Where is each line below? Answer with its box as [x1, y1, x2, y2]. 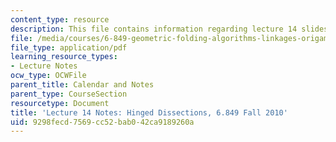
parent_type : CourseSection [10, 89, 128, 99]
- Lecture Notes [10, 61, 78, 71]
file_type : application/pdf [10, 42, 128, 53]
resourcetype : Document [10, 98, 110, 108]
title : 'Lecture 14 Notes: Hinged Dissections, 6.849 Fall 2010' [10, 107, 288, 118]
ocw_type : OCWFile [10, 71, 87, 81]
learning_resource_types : [10, 52, 118, 62]
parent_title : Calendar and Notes [10, 80, 155, 90]
